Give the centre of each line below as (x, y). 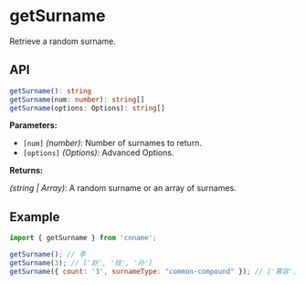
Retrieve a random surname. (63, 41)
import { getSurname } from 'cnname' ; (83, 238)
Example (35, 217)
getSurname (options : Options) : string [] (88, 108)
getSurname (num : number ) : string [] (77, 100)
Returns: (26, 171)
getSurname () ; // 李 (48, 255)
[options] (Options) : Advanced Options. (98, 153)
